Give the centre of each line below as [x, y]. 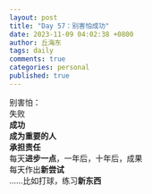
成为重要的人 [33, 136]
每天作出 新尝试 [37, 169]
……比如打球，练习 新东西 [55, 181]
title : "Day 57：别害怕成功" [59, 26]
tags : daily [31, 51]
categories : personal [50, 68]
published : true [39, 76]
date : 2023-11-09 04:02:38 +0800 [72, 34]
